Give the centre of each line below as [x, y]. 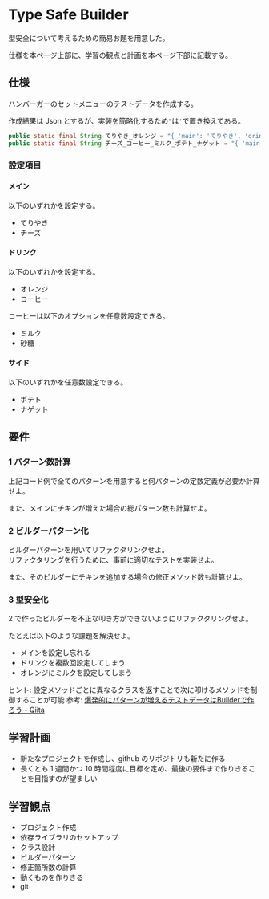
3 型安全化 [28, 600]
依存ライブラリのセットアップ [69, 837]
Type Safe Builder [69, 15]
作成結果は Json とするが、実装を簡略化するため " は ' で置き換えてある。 [127, 120]
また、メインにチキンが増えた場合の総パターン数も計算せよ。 [110, 508]
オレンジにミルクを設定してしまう [76, 673]
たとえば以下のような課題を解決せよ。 [71, 636]
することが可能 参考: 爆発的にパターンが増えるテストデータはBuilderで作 [134, 700]
